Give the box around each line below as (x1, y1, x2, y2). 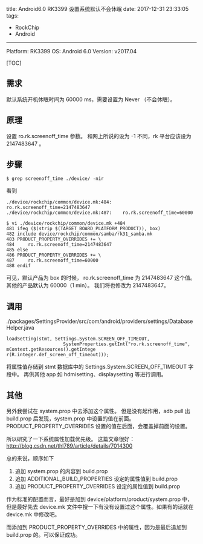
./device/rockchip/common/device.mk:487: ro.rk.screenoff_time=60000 (6, 210, 193, 216)
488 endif (6, 263, 31, 269)
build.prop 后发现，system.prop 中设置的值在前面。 (6, 415, 135, 422)
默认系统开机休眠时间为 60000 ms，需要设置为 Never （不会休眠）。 (6, 96, 176, 103)
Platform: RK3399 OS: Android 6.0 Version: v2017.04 (6, 48, 137, 55)
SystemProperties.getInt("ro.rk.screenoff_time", (63, 341, 190, 347)
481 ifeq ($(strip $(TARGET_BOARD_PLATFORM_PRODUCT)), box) (6, 226, 161, 232)
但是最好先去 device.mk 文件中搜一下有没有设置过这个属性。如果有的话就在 (6, 503, 194, 511)
